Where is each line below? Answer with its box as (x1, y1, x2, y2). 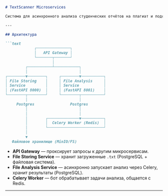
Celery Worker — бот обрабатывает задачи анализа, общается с (12, 175, 151, 181)
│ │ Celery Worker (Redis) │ (25, 121, 106, 126)
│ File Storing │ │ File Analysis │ (5, 78, 106, 83)
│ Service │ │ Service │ (5, 83, 106, 88)
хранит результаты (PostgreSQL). (12, 169, 83, 175)
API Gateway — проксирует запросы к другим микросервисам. (12, 148, 149, 154)
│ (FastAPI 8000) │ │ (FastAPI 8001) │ (5, 88, 106, 93)
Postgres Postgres (16, 102, 88, 107)
